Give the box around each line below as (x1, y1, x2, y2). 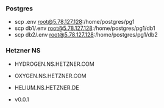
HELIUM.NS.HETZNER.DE (14, 84, 80, 91)
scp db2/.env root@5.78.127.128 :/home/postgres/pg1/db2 (14, 31, 158, 38)
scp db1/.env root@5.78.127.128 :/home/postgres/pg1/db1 (14, 24, 155, 32)
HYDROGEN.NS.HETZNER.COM (14, 60, 95, 68)
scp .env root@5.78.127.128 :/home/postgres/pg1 (14, 18, 135, 26)
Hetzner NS (5, 46, 41, 55)
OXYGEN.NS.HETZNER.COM (14, 72, 87, 79)
